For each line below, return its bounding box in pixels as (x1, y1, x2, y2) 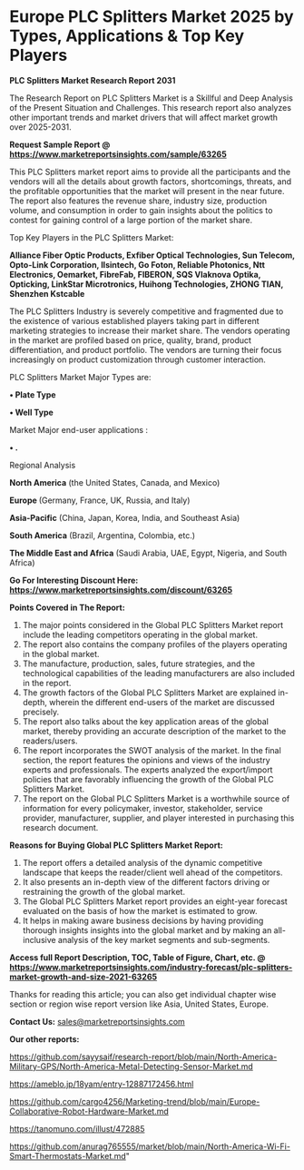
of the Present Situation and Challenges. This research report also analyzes (9, 102, 292, 113)
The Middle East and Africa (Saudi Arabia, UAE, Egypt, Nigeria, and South (9, 547, 288, 558)
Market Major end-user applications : (9, 424, 148, 435)
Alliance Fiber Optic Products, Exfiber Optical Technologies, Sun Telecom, (9, 250, 295, 261)
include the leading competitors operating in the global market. (22, 629, 259, 640)
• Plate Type (9, 388, 56, 400)
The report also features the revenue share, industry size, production (9, 195, 268, 206)
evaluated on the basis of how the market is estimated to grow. (22, 905, 258, 916)
